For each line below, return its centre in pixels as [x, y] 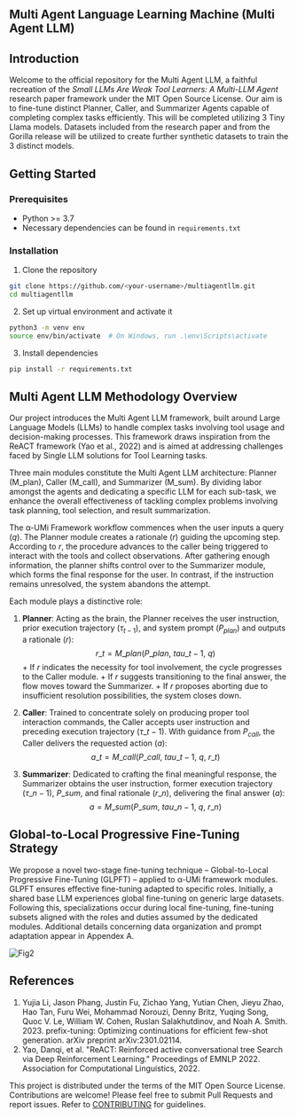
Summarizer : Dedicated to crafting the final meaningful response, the [149, 774]
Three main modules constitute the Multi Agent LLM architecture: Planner [143, 473]
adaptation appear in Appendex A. [72, 935]
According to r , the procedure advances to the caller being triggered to [139, 547]
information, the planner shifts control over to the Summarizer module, [137, 566]
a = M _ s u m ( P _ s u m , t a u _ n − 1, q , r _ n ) [155, 807]
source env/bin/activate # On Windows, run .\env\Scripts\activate [138, 336]
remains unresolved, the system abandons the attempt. [110, 584]
